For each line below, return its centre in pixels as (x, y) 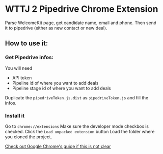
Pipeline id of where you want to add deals (55, 83)
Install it (15, 116)
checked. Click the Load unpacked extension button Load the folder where (80, 131)
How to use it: (27, 44)
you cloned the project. (29, 137)
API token (22, 78)
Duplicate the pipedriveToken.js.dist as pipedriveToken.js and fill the (77, 97)
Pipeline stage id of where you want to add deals (62, 88)
